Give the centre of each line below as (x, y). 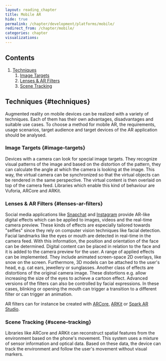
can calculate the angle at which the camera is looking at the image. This (80, 169)
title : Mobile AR (23, 14)
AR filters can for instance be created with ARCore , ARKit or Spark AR (77, 304)
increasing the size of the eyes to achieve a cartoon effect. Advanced (77, 278)
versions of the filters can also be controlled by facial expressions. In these (82, 283)
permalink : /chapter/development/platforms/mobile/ (60, 24)
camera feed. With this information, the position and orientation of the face (82, 241)
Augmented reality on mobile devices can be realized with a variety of (77, 113)
